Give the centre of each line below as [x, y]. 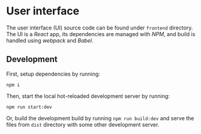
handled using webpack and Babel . [50, 40]
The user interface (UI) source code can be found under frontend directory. [100, 28]
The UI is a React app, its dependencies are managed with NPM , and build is [101, 34]
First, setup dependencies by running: [53, 74]
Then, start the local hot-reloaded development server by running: [88, 96]
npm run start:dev [29, 107]
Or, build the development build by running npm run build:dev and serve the [100, 118]
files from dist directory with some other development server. [83, 124]
